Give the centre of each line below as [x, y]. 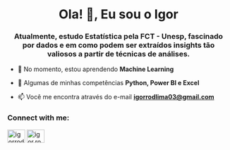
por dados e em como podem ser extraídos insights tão [119, 45]
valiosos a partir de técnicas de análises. [119, 54]
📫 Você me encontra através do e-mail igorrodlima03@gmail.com [116, 97]
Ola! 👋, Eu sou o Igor [119, 14]
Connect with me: [38, 118]
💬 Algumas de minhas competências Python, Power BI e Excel [108, 83]
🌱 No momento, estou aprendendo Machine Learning [96, 69]
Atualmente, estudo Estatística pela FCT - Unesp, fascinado [119, 37]
